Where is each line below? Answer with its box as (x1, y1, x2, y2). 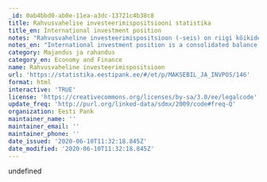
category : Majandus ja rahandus (8, 48, 115, 56)
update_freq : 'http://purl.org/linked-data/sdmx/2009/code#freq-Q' (8, 100, 237, 108)
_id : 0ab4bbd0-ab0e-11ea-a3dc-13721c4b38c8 (8, 11, 155, 20)
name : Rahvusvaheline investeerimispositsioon (8, 64, 165, 72)
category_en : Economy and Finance (8, 56, 123, 64)
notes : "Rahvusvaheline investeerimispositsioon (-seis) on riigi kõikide (8, 33, 261, 42)
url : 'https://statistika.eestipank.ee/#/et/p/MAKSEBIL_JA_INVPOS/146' (8, 71, 250, 79)
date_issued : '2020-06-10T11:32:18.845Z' (8, 137, 148, 145)
